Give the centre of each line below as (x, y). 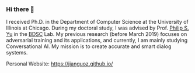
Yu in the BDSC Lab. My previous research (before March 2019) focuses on (97, 34)
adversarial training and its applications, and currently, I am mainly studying (97, 41)
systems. (17, 53)
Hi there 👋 (20, 9)
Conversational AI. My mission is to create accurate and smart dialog (89, 46)
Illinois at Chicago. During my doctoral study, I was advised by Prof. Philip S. (97, 28)
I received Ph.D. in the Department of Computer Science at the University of (97, 22)
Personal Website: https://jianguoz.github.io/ (60, 64)
